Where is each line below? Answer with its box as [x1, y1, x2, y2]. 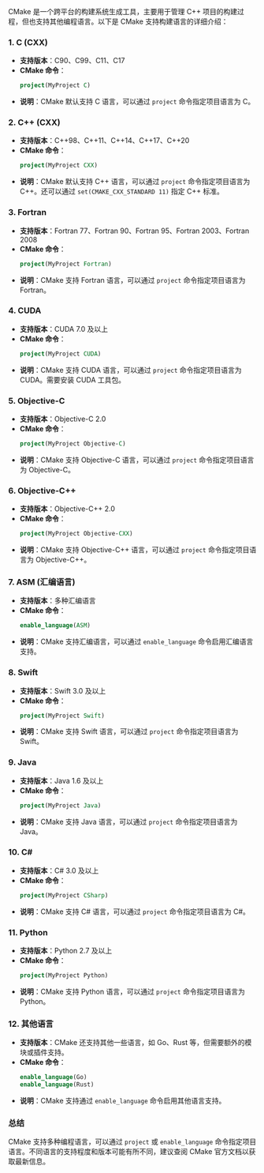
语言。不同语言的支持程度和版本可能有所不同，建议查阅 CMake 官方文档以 [8, 1147, 250, 1156]
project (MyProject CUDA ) [19, 350, 102, 358]
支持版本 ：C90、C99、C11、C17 [19, 56, 125, 66]
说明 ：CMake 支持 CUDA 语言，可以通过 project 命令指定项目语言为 [19, 365, 242, 374]
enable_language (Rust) [19, 1081, 95, 1088]
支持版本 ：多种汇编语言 [19, 596, 96, 606]
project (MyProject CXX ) [19, 161, 99, 170]
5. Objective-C [8, 395, 65, 406]
